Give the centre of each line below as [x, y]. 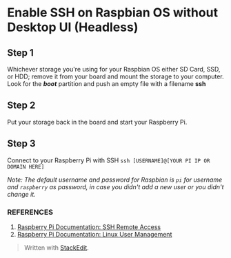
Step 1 [21, 53]
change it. [21, 194]
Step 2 [21, 106]
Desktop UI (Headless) [73, 27]
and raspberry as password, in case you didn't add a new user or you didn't [115, 186]
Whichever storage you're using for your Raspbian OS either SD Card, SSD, [114, 69]
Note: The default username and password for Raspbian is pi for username [115, 180]
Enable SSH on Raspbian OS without [113, 13]
